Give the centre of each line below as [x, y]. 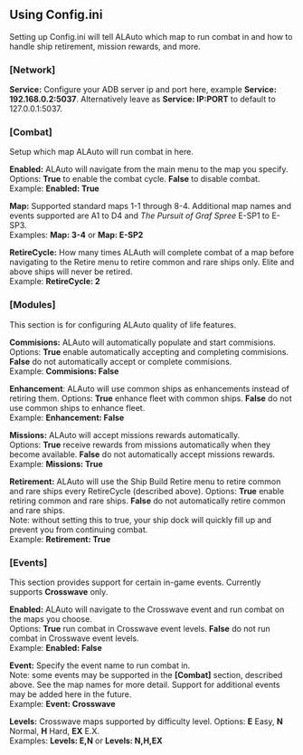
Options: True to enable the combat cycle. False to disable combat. [135, 179]
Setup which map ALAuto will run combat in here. [102, 152]
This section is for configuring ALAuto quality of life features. [123, 324]
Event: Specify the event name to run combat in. [100, 665]
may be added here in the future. [71, 694]
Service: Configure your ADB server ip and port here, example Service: [143, 90]
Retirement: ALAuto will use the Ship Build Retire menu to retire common [145, 481]
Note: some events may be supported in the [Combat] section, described [146, 675]
